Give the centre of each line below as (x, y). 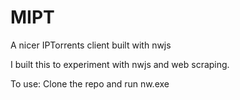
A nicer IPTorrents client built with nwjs (91, 45)
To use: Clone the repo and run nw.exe (90, 83)
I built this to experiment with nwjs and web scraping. (120, 64)
